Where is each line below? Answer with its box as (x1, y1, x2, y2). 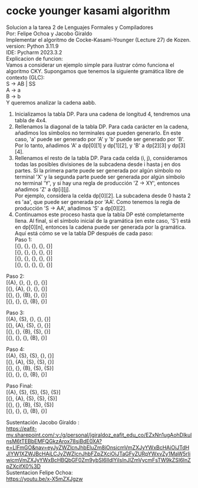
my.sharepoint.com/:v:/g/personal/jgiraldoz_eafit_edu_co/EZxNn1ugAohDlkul (6, 431, 192, 438)
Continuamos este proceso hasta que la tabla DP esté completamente (14, 211, 184, 218)
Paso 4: (6, 346, 25, 353)
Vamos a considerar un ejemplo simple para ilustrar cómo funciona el (6, 61, 175, 69)
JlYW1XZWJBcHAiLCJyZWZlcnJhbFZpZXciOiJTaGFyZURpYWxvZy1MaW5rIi (6, 450, 191, 457)
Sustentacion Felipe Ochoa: (6, 469, 73, 476)
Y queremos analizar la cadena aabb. (6, 99, 97, 106)
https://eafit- (6, 425, 37, 432)
